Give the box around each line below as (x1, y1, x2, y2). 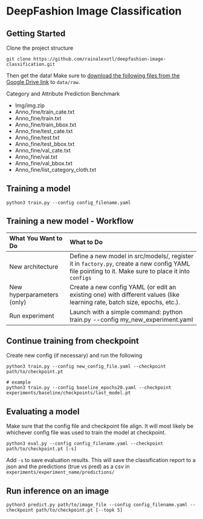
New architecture (9, 262, 59, 270)
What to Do (69, 238, 103, 246)
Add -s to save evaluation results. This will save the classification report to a (6, 457, 196, 464)
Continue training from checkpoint (6, 336, 139, 346)
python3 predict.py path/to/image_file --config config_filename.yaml (6, 502, 188, 508)
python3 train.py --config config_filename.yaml (6, 200, 131, 206)
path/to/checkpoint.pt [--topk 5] (36, 507, 123, 514)
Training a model (6, 183, 71, 194)
